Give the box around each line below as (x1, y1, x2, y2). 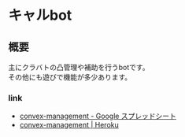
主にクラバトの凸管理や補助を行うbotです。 (8, 63, 150, 72)
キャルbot (8, 6, 72, 24)
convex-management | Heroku (19, 120, 120, 130)
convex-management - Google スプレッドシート (19, 111, 177, 121)
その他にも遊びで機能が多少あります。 (8, 72, 132, 82)
